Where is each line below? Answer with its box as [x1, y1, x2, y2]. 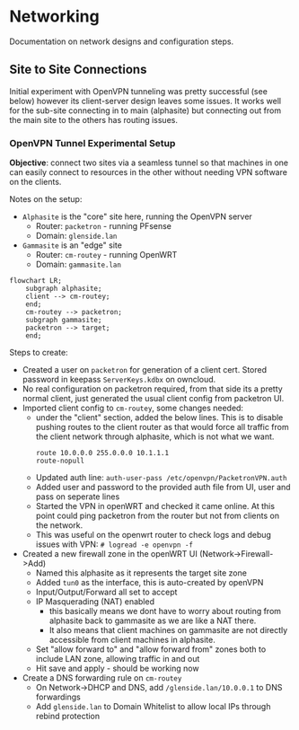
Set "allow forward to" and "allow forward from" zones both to [35, 644, 267, 655]
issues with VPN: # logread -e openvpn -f [35, 539, 193, 550]
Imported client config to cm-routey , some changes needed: [22, 402, 244, 414]
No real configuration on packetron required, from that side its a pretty [22, 383, 283, 394]
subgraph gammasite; [25, 316, 102, 325]
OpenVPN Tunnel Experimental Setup [9, 136, 176, 149]
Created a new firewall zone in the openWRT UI [22, 549, 198, 559]
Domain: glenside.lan [35, 231, 118, 242]
